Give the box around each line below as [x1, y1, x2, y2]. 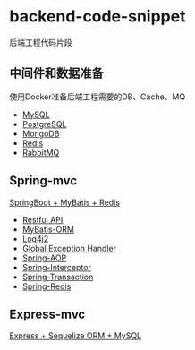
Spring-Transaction [21, 271, 94, 282]
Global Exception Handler [21, 243, 116, 253]
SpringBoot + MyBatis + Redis [9, 197, 121, 208]
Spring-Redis [21, 280, 72, 292]
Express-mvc [9, 306, 86, 321]
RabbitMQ [21, 147, 60, 158]
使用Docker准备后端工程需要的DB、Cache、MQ [9, 91, 186, 102]
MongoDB [21, 128, 60, 139]
